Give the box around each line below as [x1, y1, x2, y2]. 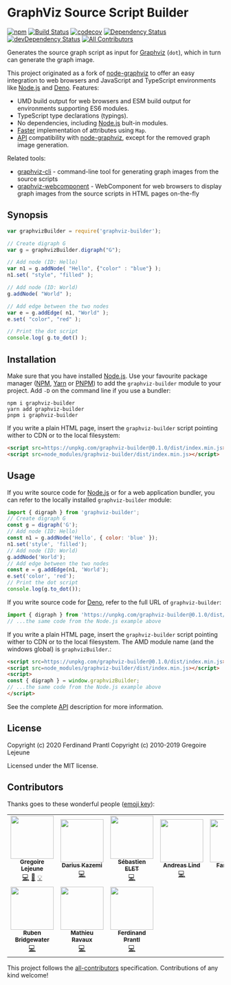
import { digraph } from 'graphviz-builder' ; [7, 509, 140, 516]
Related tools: [7, 153, 46, 162]
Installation [7, 353, 56, 366]
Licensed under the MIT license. [7, 761, 98, 770]
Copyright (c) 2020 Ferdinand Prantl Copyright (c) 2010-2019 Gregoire [7, 741, 207, 749]
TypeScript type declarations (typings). [16, 112, 129, 120]
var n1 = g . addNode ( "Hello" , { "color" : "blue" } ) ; [7, 265, 162, 273]
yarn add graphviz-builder [7, 405, 85, 412]
